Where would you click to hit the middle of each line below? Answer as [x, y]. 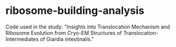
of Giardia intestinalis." [67, 39]
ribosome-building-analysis [75, 11]
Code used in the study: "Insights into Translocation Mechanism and [88, 27]
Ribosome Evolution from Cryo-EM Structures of [64, 32]
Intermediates [22, 39]
